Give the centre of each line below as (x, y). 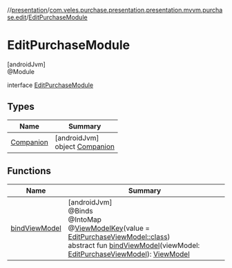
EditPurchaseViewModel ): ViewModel (129, 253)
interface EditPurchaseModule (50, 85)
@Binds (80, 211)
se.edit (17, 17)
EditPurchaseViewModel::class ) (119, 236)
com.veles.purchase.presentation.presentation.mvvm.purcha (136, 10)
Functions (29, 171)
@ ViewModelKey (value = (109, 228)
